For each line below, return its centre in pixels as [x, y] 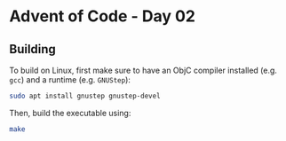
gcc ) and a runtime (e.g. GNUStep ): [70, 80]
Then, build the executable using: [70, 113]
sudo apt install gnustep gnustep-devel [85, 96]
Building [32, 49]
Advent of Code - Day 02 [103, 16]
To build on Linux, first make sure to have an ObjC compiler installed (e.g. [143, 70]
